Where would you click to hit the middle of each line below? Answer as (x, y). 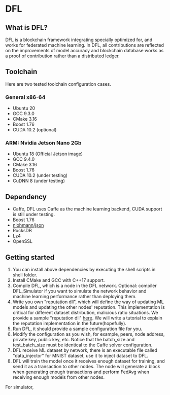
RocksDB (22, 231)
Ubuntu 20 (24, 108)
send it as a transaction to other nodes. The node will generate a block (87, 367)
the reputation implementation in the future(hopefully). (70, 324)
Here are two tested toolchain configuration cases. (58, 84)
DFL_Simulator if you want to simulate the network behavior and (79, 291)
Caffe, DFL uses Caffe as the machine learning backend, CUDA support (87, 209)
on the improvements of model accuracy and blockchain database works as (84, 50)
